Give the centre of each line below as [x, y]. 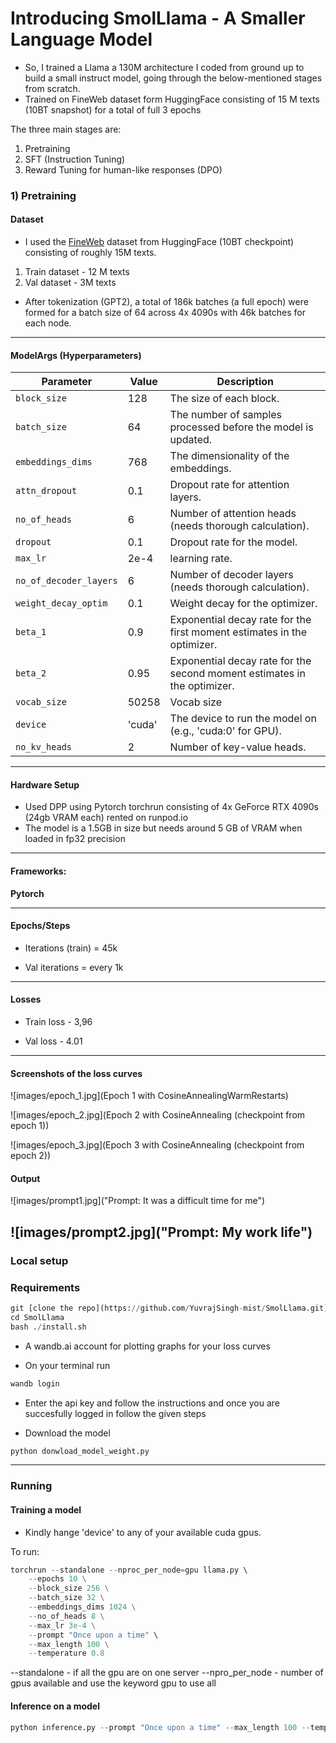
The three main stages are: [66, 129]
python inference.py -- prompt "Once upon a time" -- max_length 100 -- [160, 1727]
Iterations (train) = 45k [71, 948]
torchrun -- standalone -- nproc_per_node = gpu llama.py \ [129, 1570]
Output [25, 1178]
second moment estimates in [237, 674]
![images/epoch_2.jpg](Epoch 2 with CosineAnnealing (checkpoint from [158, 1115]
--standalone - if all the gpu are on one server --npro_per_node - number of [167, 1673]
